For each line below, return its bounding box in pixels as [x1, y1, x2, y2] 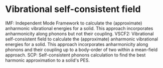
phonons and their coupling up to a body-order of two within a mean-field [5, 46, 158, 52]
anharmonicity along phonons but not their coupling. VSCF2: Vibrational [5, 30, 154, 36]
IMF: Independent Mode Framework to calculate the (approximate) [5, 20, 142, 26]
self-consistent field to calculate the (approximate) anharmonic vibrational [5, 36, 158, 42]
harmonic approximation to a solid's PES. [5, 57, 90, 63]
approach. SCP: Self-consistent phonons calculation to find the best [5, 51, 146, 58]
